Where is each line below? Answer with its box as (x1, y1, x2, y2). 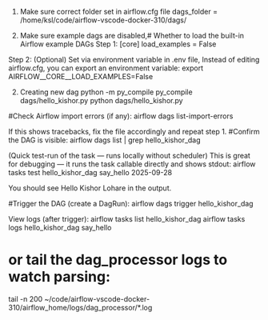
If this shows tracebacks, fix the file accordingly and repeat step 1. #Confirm (8, 127, 260, 136)
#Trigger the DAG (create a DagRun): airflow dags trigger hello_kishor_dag (8, 199, 254, 208)
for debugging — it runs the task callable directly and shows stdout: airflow (8, 159, 256, 169)
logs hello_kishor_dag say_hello (8, 223, 112, 232)
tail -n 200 (8, 294, 43, 303)
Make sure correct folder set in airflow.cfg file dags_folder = (19, 7, 218, 16)
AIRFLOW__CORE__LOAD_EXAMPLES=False (8, 72, 154, 81)
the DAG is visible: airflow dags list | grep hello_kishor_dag (8, 135, 202, 145)
